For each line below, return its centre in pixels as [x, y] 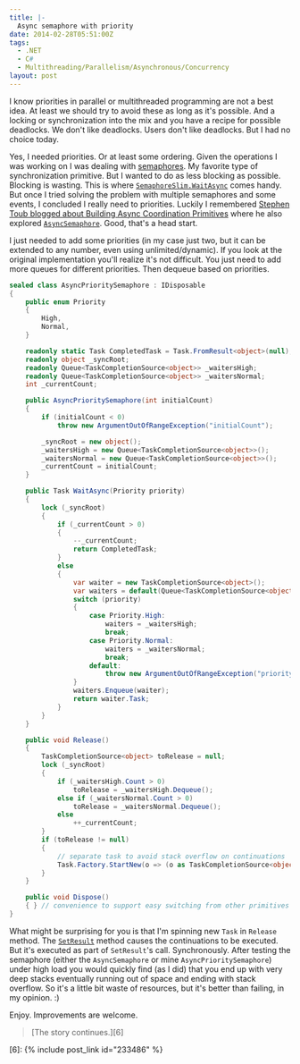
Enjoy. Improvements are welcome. [74, 1015]
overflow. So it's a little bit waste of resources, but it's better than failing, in [146, 988]
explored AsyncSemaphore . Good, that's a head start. [104, 223]
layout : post [33, 76]
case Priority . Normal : [131, 640]
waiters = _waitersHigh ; [151, 624]
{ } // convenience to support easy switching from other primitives [158, 906]
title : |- [28, 17]
